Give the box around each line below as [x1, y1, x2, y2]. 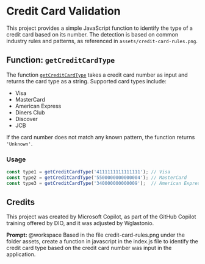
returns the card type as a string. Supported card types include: [6, 77, 167, 85]
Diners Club [15, 108, 45, 116]
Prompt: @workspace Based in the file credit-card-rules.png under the [6, 231, 185, 238]
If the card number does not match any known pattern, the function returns [6, 133, 195, 141]
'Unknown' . [6, 140, 33, 147]
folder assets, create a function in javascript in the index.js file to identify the [6, 238, 198, 245]
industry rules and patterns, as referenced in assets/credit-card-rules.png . [6, 37, 198, 44]
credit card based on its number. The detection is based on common [6, 30, 179, 38]
